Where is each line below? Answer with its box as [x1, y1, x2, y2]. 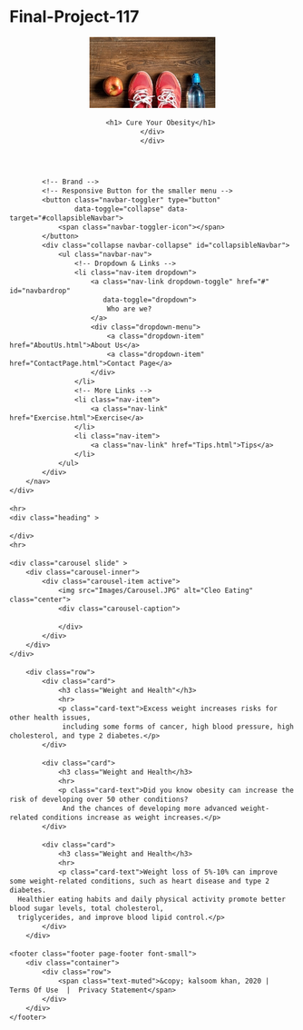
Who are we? [106, 304, 152, 313]
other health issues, [9, 713, 92, 722]
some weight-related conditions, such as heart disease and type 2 [9, 876, 270, 886]
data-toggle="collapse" [73, 204, 165, 213]
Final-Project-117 [9, 6, 140, 27]
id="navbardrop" [9, 286, 71, 295]
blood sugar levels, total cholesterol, [9, 904, 165, 913]
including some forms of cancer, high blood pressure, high [62, 722, 295, 731]
